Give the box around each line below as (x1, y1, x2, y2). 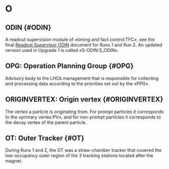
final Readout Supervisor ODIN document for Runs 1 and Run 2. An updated (5, 42, 162, 48)
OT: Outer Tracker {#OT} (5, 134, 85, 143)
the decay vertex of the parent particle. (5, 119, 87, 125)
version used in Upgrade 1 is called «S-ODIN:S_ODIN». (5, 47, 119, 53)
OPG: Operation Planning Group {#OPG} (5, 62, 134, 71)
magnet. (5, 158, 23, 164)
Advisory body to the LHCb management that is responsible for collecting (5, 75, 159, 81)
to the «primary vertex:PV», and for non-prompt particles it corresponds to (5, 114, 161, 120)
